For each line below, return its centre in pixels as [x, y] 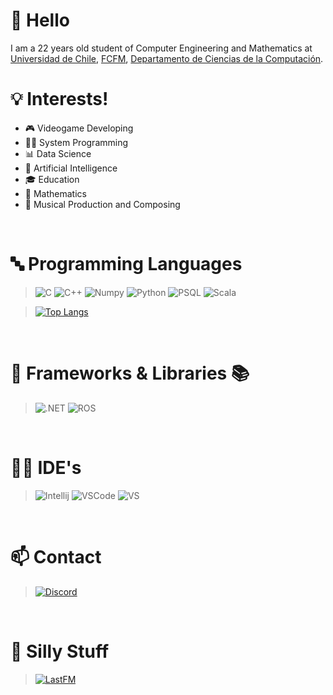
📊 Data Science [58, 153]
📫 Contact [56, 556]
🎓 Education [52, 179]
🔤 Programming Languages [126, 264]
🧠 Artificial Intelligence [71, 168]
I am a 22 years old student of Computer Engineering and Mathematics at [161, 48]
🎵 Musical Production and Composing [102, 204]
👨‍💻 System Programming [76, 142]
